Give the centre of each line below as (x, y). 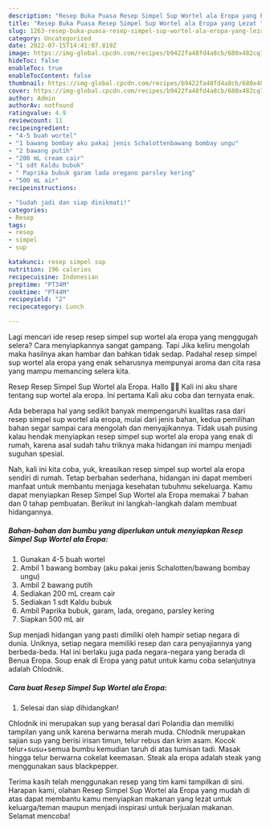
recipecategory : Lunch (46, 307)
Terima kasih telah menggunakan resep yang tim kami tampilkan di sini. (126, 781)
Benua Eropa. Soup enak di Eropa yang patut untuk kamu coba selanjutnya (132, 660)
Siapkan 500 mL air (52, 619)
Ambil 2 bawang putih (56, 585)
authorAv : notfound (41, 105)
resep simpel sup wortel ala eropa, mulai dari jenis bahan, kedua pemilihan (132, 419)
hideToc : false (34, 61)
